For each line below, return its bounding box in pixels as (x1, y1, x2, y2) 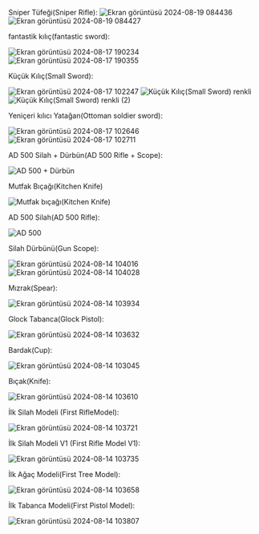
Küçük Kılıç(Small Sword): (8, 71, 94, 80)
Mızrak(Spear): (8, 283, 58, 293)
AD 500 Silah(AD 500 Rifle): (8, 212, 100, 222)
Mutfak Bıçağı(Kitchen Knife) (8, 181, 103, 191)
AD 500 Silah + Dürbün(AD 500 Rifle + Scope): (8, 151, 163, 160)
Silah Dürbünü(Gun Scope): (8, 244, 99, 253)
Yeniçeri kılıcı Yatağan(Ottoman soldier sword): (8, 111, 163, 120)
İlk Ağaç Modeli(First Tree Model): (8, 470, 121, 479)
